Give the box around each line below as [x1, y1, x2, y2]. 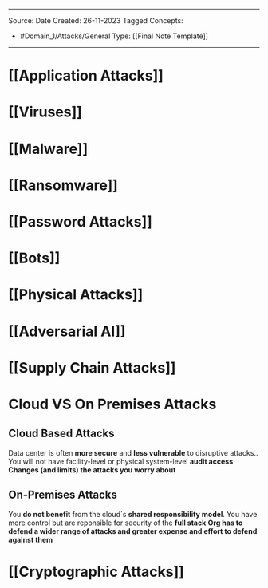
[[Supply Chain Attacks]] [8, 358, 176, 377]
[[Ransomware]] [8, 176, 118, 194]
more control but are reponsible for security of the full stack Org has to [8, 518, 243, 527]
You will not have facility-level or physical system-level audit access [8, 456, 234, 466]
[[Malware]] [8, 140, 89, 158]
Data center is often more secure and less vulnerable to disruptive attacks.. [8, 448, 258, 457]
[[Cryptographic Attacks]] [8, 562, 185, 581]
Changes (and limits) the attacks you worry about [8, 464, 176, 475]
